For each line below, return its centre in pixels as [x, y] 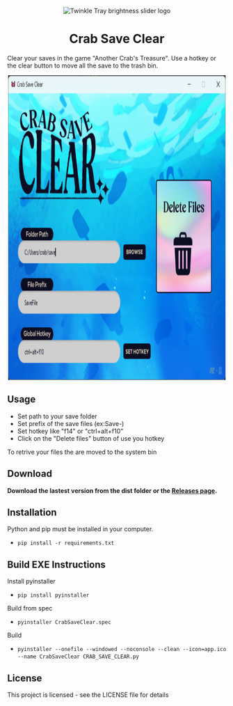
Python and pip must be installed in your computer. [80, 529]
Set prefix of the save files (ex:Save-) [71, 423]
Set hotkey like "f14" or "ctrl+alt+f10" [70, 431]
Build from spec [30, 609]
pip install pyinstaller [53, 595]
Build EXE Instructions [57, 564]
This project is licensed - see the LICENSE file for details [88, 695]
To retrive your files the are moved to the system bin [82, 452]
